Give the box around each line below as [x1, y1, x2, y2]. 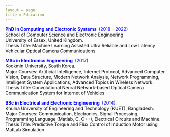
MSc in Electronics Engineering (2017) [5, 57, 89, 63]
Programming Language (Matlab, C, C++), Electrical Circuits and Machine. [5, 116, 161, 122]
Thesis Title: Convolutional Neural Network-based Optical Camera [5, 84, 144, 90]
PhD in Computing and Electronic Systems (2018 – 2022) [5, 26, 128, 32]
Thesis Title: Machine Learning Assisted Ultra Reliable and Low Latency [5, 42, 155, 48]
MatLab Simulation [5, 126, 45, 132]
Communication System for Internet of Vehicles [5, 90, 105, 96]
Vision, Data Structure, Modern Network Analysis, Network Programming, [5, 74, 160, 80]
